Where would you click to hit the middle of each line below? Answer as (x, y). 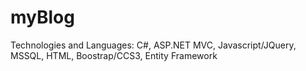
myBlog (42, 17)
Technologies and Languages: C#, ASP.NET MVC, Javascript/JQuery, (153, 45)
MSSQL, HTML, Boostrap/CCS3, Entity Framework (114, 55)
